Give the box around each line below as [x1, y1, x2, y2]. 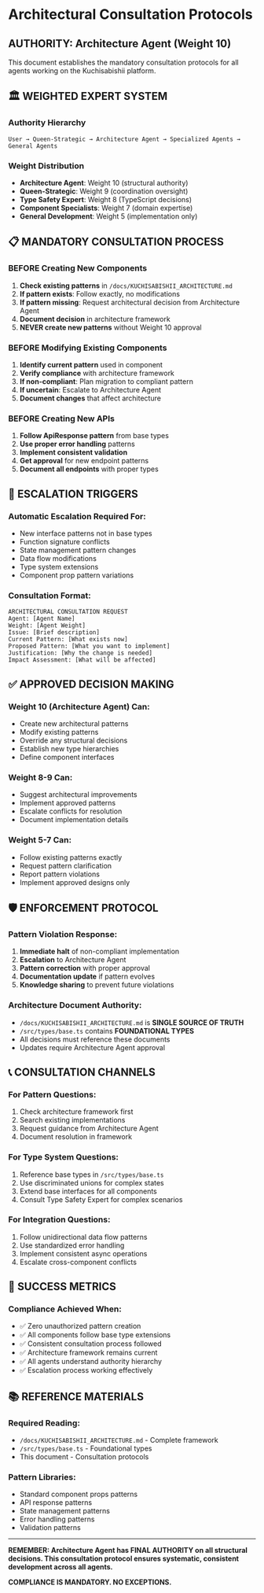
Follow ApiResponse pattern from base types [19, 431, 169, 441]
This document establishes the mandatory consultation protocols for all [8, 57, 239, 67]
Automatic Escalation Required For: [8, 511, 147, 522]
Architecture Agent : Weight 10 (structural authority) [19, 178, 189, 187]
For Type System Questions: [8, 1152, 119, 1163]
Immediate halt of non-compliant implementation [19, 946, 180, 957]
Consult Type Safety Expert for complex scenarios [19, 1194, 183, 1204]
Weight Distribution [8, 160, 85, 171]
